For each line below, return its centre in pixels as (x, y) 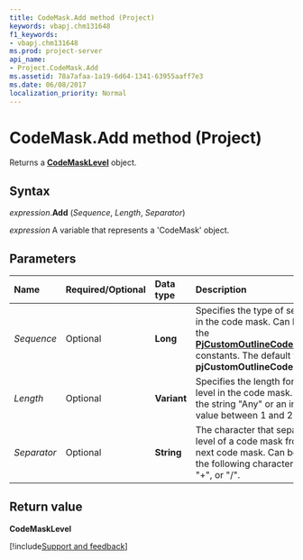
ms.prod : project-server (56, 51)
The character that (235, 430)
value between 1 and (240, 416)
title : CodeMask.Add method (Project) (82, 18)
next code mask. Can (240, 453)
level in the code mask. (244, 393)
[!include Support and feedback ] (69, 546)
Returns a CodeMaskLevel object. (73, 162)
